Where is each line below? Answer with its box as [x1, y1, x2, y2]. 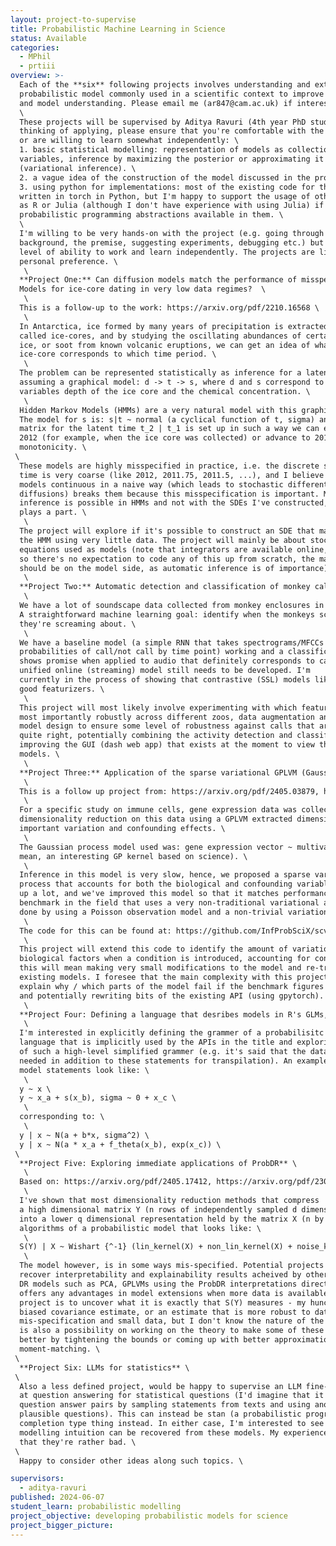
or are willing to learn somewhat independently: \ [19, 136, 240, 146]
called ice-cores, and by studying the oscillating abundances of [19, 331, 302, 341]
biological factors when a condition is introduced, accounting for [19, 954, 311, 964]
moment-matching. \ [19, 1344, 101, 1354]
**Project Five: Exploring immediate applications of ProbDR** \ [19, 1158, 298, 1168]
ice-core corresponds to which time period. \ [19, 349, 217, 360]
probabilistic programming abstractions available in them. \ [19, 210, 284, 220]
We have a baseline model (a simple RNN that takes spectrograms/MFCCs [19, 637, 325, 648]
